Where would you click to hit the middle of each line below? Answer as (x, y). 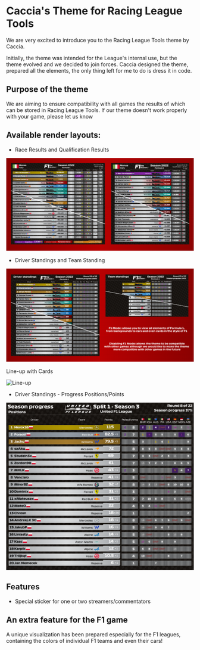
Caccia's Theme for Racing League (94, 11)
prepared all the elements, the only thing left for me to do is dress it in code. (99, 70)
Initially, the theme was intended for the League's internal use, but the (92, 58)
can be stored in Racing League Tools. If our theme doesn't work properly (97, 110)
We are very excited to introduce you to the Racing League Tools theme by (98, 40)
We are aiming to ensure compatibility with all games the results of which (96, 104)
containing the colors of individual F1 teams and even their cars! (85, 640)
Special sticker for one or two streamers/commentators (82, 601)
